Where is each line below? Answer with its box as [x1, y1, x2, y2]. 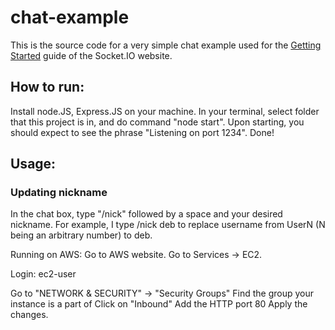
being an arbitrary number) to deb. [10, 229, 153, 241]
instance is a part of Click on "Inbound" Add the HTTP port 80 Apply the [10, 298, 308, 310]
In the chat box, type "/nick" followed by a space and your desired [10, 208, 283, 220]
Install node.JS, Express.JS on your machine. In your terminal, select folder [10, 105, 320, 117]
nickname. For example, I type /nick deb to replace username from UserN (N [10, 219, 326, 231]
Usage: [10, 156, 57, 173]
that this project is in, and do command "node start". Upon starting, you [10, 116, 305, 128]
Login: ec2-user [10, 268, 77, 280]
